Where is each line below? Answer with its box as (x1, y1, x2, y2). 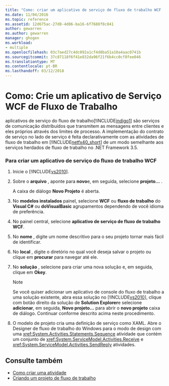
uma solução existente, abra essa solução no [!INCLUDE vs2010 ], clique (12, 294, 161, 301)
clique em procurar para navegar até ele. (12, 254, 98, 260)
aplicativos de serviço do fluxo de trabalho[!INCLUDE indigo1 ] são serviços (5, 117, 160, 124)
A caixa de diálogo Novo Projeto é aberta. (12, 188, 100, 195)
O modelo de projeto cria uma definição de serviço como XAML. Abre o (12, 320, 161, 326)
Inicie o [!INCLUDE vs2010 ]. (12, 169, 69, 175)
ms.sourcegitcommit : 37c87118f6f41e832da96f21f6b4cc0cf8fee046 (5, 54, 141, 60)
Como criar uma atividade (12, 370, 67, 376)
